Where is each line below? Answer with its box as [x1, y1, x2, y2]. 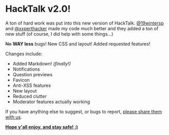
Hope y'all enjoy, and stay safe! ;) [5, 124, 78, 130]
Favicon [12, 77, 30, 83]
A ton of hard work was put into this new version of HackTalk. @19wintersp [5, 20, 164, 26]
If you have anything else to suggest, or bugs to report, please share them [5, 108, 162, 115]
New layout [12, 87, 37, 94]
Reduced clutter [12, 93, 47, 99]
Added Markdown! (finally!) [12, 60, 71, 66]
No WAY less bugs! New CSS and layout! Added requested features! [5, 40, 151, 47]
